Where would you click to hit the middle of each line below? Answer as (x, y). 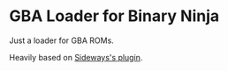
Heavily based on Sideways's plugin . (76, 57)
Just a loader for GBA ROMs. (62, 40)
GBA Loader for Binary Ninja (114, 16)
